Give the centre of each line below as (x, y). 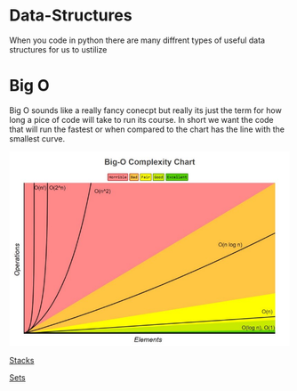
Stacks (22, 361)
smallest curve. (37, 138)
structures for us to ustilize (58, 49)
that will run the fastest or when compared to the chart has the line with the (147, 129)
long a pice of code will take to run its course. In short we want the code (141, 119)
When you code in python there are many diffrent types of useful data (137, 40)
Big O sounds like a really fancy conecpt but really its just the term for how (145, 110)
